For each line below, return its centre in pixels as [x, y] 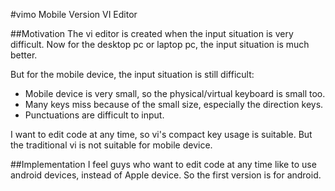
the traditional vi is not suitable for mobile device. [111, 145]
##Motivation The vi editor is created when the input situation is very [152, 33]
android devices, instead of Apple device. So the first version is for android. [166, 175]
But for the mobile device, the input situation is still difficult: [132, 74]
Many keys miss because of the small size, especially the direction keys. [174, 104]
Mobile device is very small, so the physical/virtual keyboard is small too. [175, 93]
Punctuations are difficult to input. [94, 115]
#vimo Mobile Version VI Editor [74, 14]
